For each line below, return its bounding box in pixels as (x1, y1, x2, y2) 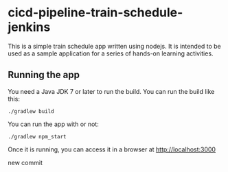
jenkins (8, 19, 51, 35)
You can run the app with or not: (8, 120, 99, 128)
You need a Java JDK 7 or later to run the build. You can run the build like (8, 87, 215, 95)
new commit (8, 158, 43, 167)
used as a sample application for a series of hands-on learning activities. (8, 49, 214, 58)
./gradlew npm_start (8, 133, 67, 140)
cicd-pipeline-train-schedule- (8, 5, 183, 21)
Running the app (8, 69, 80, 81)
